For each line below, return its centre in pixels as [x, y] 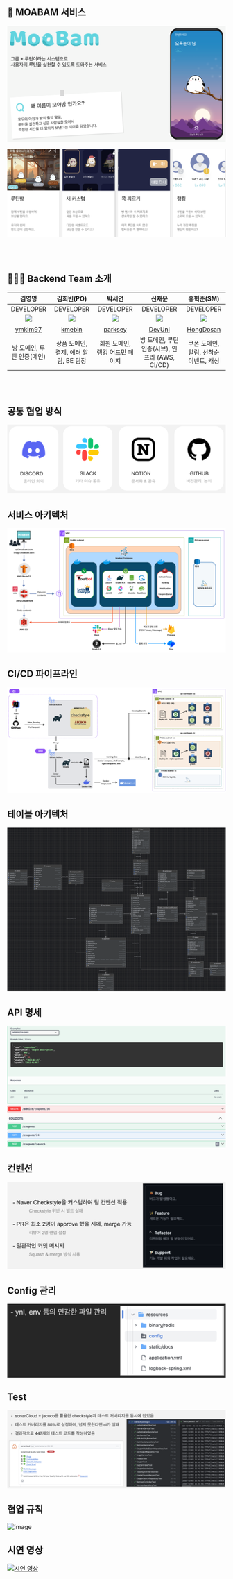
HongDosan [204, 329]
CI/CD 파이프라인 [42, 674]
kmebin [72, 329]
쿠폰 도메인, [204, 344]
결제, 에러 [68, 352]
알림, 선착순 [204, 352]
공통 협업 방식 [35, 411]
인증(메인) [32, 357]
